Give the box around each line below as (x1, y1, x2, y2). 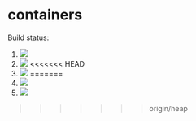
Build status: (7, 32, 50, 42)
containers (7, 6, 83, 24)
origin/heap (149, 103, 189, 113)
